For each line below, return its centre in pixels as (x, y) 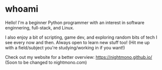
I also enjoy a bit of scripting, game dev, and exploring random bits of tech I (81, 37)
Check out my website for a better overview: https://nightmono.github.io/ (79, 57)
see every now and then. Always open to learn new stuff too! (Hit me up (78, 42)
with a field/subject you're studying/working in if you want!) (65, 47)
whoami (22, 9)
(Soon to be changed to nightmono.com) (46, 62)
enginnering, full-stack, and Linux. (40, 27)
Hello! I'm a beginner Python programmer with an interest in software (75, 23)
